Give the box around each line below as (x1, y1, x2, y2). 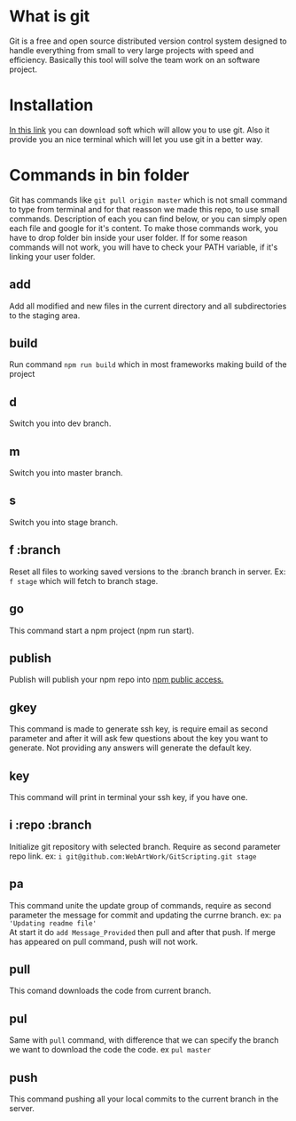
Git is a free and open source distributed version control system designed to (9, 36, 287, 46)
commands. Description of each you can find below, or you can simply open (9, 213, 288, 224)
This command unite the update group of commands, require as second (9, 900, 272, 910)
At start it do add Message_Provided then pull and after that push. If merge (9, 926, 277, 937)
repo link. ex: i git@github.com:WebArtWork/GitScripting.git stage (9, 851, 257, 861)
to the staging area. (9, 309, 81, 321)
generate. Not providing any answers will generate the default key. (9, 742, 253, 753)
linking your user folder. (9, 251, 96, 261)
